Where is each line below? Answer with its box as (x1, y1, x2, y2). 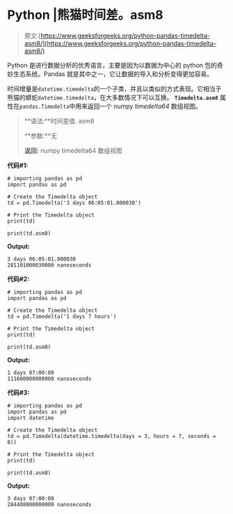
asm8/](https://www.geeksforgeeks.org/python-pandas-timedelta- (24, 39, 217, 47)
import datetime (7, 414, 54, 421)
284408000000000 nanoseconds (7, 501, 92, 508)
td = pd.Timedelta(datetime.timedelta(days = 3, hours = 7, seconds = (7, 433, 216, 439)
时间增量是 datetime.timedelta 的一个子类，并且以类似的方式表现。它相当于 (7, 84, 222, 93)
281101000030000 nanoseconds (7, 261, 92, 269)
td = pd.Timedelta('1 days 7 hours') (7, 313, 117, 320)
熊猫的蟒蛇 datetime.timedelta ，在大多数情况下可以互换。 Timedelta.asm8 (7, 93, 219, 102)
